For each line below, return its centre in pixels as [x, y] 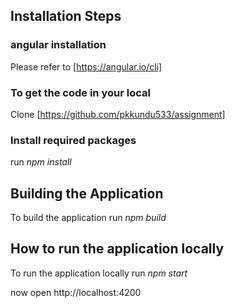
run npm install [41, 162]
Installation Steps [66, 16]
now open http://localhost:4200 [76, 292]
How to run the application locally [117, 249]
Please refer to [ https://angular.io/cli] [86, 66]
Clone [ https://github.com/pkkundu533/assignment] [118, 114]
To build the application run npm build [88, 218]
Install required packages [73, 140]
